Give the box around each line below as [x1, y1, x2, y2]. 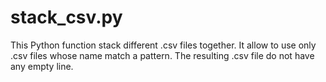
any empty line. [10, 60, 74, 72]
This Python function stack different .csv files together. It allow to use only [10, 39, 317, 51]
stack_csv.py [10, 6, 123, 29]
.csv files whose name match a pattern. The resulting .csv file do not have [10, 49, 315, 61]
